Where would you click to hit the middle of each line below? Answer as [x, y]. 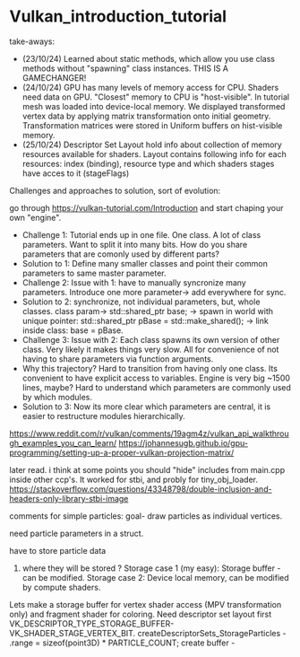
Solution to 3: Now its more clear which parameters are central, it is [146, 407]
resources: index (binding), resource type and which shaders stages [148, 163]
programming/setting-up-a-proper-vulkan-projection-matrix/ [122, 452]
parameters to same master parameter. [94, 273]
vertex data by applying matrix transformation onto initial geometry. [146, 116]
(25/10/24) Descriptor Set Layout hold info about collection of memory [152, 145]
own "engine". [35, 217]
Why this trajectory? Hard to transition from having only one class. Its [150, 368]
